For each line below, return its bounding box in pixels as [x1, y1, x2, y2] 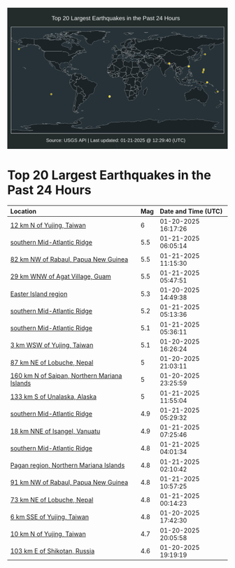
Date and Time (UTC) [159, 207, 223, 215]
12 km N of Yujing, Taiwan [10, 221, 86, 229]
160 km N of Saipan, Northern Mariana [10, 371, 122, 380]
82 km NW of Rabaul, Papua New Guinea [10, 255, 129, 264]
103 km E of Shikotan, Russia [10, 547, 95, 555]
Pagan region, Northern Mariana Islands [10, 461, 125, 469]
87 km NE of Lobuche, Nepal [10, 358, 94, 367]
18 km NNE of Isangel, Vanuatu [10, 427, 101, 435]
